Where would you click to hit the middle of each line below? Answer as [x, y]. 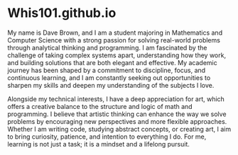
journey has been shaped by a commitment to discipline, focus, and [107, 70]
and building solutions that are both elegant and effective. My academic [113, 62]
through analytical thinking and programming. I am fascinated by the [107, 47]
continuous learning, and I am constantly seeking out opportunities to [109, 77]
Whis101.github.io [62, 13]
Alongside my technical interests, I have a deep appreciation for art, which [116, 99]
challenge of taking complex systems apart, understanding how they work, [117, 55]
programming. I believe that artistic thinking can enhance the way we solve [117, 114]
